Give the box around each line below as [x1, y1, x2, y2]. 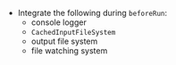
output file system [30, 36, 98, 46]
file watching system [30, 45, 108, 56]
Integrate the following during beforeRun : [17, 8, 168, 18]
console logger [30, 17, 87, 28]
